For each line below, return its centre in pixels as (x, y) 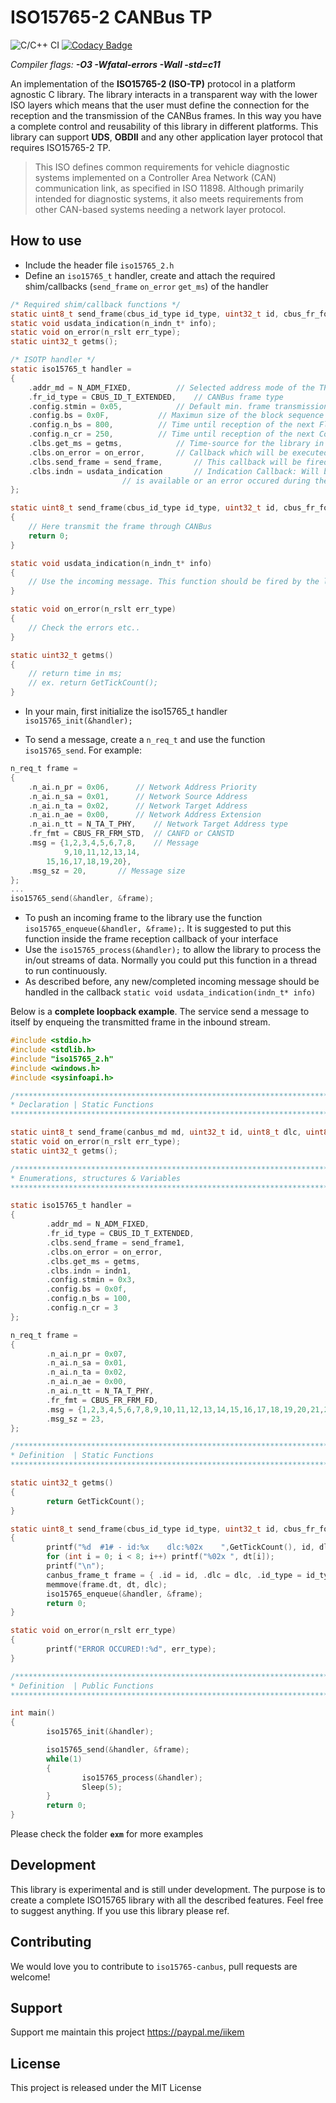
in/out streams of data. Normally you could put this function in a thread (171, 960)
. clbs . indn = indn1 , (89, 1271)
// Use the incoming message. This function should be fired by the (174, 582)
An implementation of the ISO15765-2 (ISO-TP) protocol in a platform (153, 83)
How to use (46, 241)
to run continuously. (66, 971)
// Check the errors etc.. (84, 627)
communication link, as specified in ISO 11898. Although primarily (169, 188)
